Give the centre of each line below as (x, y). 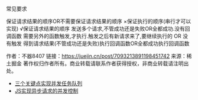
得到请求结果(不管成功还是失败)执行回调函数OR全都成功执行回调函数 (106, 43)
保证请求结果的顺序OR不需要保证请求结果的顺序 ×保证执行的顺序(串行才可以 (99, 21)
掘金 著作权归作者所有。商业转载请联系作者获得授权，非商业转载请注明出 (100, 63)
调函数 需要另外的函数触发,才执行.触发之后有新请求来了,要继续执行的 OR (94, 36)
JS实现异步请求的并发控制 (46, 91)
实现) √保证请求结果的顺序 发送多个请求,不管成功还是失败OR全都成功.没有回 (98, 29)
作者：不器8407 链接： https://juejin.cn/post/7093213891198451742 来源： (97, 56)
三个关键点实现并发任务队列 (48, 83)
